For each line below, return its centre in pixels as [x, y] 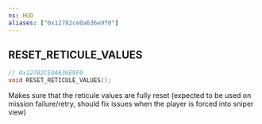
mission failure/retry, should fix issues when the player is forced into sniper [131, 104]
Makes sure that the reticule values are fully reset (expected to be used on [130, 96]
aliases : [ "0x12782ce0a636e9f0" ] [64, 23]
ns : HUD [21, 15]
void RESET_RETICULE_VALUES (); [60, 81]
